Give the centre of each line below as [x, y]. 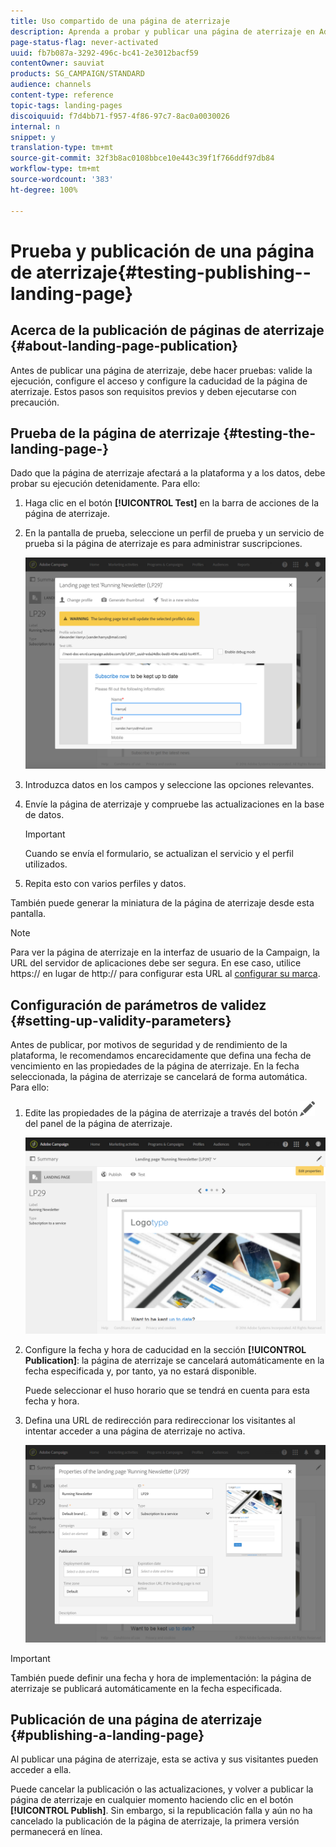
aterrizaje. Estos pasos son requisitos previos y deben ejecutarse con [153, 391]
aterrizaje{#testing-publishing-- [173, 272]
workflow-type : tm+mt [55, 169]
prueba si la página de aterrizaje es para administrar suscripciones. [163, 544]
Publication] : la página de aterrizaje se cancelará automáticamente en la [174, 1361]
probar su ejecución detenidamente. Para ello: [105, 484]
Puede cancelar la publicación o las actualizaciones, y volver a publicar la [162, 1789]
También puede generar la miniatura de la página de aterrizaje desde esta [162, 903]
